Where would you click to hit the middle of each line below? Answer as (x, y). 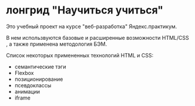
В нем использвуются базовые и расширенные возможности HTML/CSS (97, 37)
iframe (22, 98)
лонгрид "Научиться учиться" (85, 10)
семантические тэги (40, 66)
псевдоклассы (33, 85)
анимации (27, 91)
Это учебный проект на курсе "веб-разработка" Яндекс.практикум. (92, 26)
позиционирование (39, 79)
